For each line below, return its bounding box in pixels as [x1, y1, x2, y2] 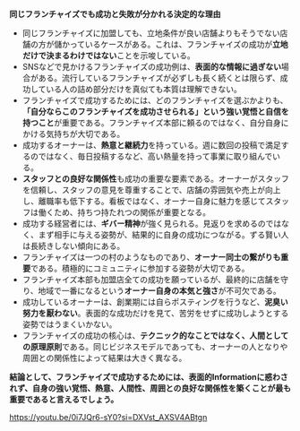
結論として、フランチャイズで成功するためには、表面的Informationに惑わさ [9, 372, 288, 382]
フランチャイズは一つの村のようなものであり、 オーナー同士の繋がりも [21, 252, 281, 263]
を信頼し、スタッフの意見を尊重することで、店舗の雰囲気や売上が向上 [21, 185, 281, 195]
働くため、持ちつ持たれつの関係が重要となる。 [38, 207, 211, 218]
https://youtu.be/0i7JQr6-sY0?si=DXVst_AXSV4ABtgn [9, 412, 208, 422]
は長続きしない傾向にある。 [21, 241, 125, 251]
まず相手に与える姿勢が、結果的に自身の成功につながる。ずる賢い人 [38, 229, 289, 240]
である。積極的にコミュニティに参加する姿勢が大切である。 [30, 263, 250, 273]
